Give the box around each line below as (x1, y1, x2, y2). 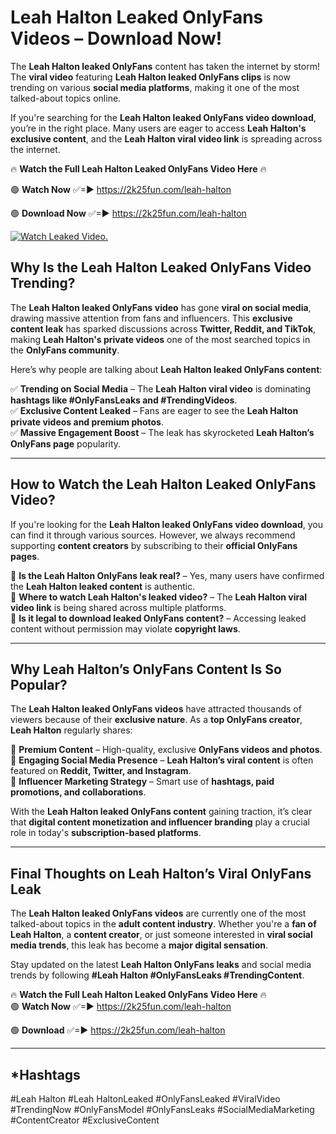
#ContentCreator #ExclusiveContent (10, 1114, 160, 1126)
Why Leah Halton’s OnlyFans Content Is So (10, 661, 282, 678)
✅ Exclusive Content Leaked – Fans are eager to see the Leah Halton (10, 404, 299, 416)
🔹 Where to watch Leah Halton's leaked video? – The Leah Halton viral (10, 591, 307, 603)
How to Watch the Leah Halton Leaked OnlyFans (10, 476, 317, 493)
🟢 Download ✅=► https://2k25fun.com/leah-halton (10, 1024, 226, 1036)
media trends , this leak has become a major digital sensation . (10, 939, 269, 951)
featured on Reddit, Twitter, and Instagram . (10, 765, 192, 777)
